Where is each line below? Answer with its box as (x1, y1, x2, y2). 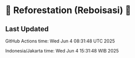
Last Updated (5, 25, 49, 33)
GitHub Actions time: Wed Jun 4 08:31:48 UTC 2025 (5, 38, 115, 44)
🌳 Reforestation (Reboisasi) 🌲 (5, 5, 131, 16)
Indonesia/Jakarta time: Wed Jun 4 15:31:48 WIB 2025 (5, 48, 119, 53)
